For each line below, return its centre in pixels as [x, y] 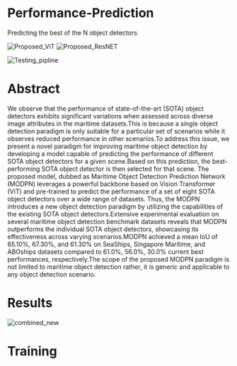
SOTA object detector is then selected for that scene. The [125, 169]
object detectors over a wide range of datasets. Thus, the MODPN [104, 199]
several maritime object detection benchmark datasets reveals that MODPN [117, 221]
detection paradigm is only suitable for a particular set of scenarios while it [116, 131]
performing [24, 169]
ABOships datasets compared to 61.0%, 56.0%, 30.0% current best [105, 251]
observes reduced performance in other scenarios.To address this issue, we [118, 138]
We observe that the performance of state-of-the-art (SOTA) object [105, 109]
